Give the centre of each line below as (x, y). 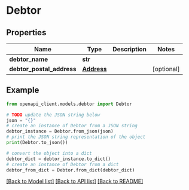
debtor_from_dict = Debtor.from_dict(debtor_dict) (71, 170)
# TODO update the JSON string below (53, 115)
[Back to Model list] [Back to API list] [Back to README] (75, 181)
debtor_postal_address (43, 69)
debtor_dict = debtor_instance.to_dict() (59, 159)
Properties (26, 33)
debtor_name (29, 59)
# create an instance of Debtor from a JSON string (72, 126)
